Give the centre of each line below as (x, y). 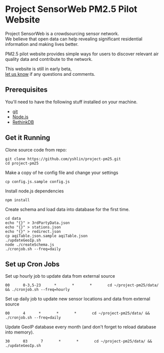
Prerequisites (26, 90)
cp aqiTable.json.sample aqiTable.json (46, 236)
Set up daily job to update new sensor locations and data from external (78, 299)
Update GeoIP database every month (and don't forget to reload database (81, 327)
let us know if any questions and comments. (50, 74)
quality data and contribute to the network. (49, 59)
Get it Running (28, 138)
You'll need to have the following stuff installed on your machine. (71, 102)
